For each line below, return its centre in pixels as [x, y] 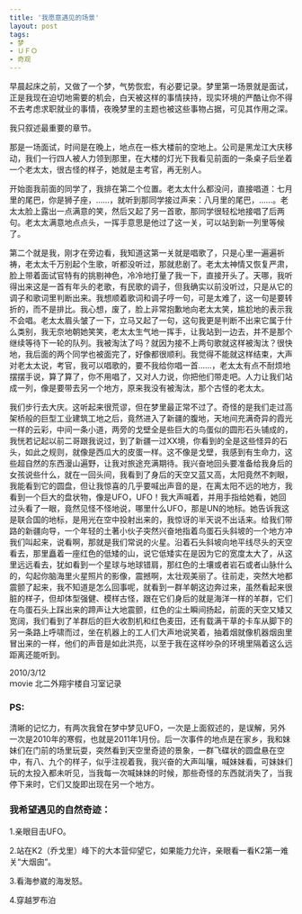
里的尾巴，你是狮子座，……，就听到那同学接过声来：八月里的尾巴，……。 [145, 200]
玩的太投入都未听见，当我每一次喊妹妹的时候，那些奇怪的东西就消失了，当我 [151, 773]
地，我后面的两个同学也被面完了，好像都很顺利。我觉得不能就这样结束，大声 [151, 354]
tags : [19, 34]
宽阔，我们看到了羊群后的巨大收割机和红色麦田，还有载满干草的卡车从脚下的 [151, 621]
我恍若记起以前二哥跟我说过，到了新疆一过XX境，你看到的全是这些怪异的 [145, 441]
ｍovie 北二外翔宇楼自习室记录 [66, 683]
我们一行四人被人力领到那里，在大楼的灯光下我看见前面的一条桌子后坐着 [159, 158]
